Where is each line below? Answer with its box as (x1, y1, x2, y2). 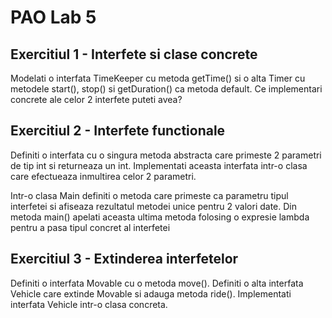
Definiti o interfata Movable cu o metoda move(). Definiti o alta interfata (10, 277, 304, 289)
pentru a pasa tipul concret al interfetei (10, 221, 171, 233)
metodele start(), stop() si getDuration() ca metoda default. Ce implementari (10, 83, 323, 95)
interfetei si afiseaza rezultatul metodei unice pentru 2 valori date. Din (10, 200, 298, 212)
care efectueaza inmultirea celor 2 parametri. (10, 170, 197, 182)
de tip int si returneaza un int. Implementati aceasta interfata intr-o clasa (10, 159, 308, 171)
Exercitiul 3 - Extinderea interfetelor (10, 251, 239, 268)
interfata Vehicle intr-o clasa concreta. (10, 298, 168, 310)
